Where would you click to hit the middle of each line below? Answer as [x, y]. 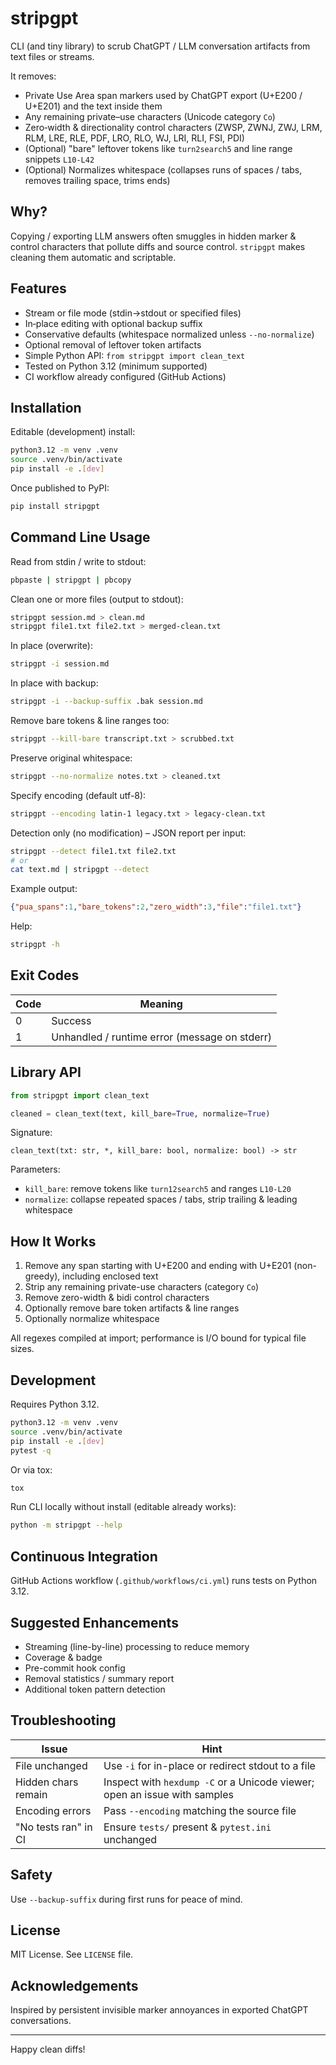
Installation [46, 407]
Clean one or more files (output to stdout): [97, 599]
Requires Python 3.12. [55, 1404]
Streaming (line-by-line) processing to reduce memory [137, 1646]
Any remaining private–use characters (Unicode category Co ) [150, 116]
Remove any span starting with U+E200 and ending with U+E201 [158, 1266]
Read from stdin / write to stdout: [78, 561]
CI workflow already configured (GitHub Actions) [125, 376]
